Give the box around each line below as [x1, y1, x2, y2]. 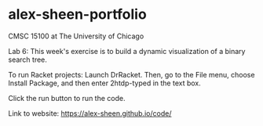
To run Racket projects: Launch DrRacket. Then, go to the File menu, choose [8, 70, 255, 79]
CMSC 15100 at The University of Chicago [8, 31, 144, 41]
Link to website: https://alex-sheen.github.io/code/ [8, 108, 172, 118]
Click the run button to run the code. [8, 93, 126, 103]
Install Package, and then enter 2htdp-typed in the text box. [8, 78, 202, 88]
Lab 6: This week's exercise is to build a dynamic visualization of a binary [8, 46, 246, 56]
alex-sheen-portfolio [8, 5, 147, 23]
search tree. [8, 55, 47, 64]
